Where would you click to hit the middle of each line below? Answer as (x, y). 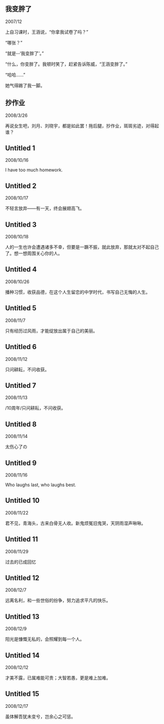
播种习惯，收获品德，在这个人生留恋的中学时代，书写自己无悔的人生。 (78, 292)
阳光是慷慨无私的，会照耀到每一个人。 (45, 639)
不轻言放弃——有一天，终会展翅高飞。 (45, 209)
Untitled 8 (21, 424)
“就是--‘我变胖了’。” (25, 53)
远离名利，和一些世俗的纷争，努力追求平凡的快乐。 (58, 601)
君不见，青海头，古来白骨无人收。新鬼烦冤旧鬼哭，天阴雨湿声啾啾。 (75, 523)
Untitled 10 (23, 501)
